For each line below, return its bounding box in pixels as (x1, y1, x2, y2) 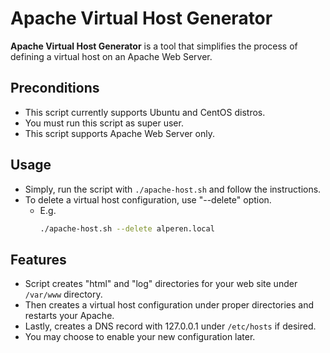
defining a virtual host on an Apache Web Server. (10, 50, 213, 62)
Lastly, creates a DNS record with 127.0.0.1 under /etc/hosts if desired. (24, 320, 317, 332)
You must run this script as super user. (24, 117, 184, 129)
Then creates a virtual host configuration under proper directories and (24, 299, 315, 311)
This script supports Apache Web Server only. (24, 127, 215, 139)
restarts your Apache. (24, 310, 115, 322)
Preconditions (10, 80, 100, 97)
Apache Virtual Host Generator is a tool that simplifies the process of (10, 40, 298, 52)
